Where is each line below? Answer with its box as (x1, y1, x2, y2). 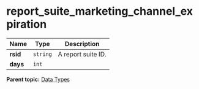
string (32, 50, 52, 58)
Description (64, 39, 100, 48)
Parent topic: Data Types (6, 75, 70, 83)
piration (6, 17, 47, 31)
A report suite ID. (58, 50, 107, 58)
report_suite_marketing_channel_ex (6, 4, 193, 18)
